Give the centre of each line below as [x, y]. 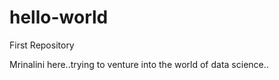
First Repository [42, 45]
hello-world [59, 17]
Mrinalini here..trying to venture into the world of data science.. [139, 64]
